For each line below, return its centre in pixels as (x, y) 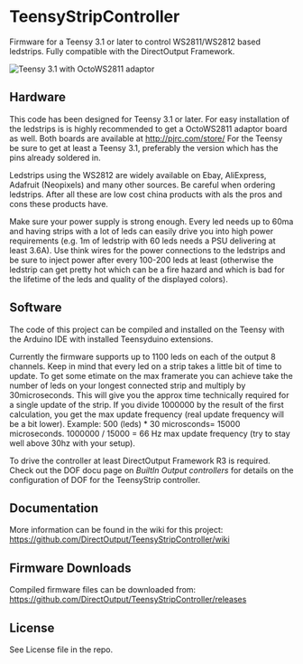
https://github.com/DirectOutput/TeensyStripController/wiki (119, 539)
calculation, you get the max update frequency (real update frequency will (147, 414)
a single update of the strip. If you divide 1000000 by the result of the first (147, 404)
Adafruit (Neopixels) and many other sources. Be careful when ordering (142, 185)
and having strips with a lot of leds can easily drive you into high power (141, 231)
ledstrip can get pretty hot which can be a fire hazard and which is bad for (147, 270)
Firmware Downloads (71, 568)
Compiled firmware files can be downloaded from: (103, 590)
